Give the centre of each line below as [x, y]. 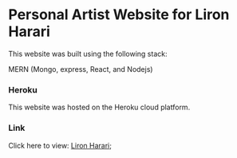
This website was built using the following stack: [88, 53]
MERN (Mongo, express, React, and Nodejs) [81, 69]
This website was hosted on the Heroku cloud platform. [99, 107]
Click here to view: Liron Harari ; [60, 145]
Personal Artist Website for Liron [119, 15]
